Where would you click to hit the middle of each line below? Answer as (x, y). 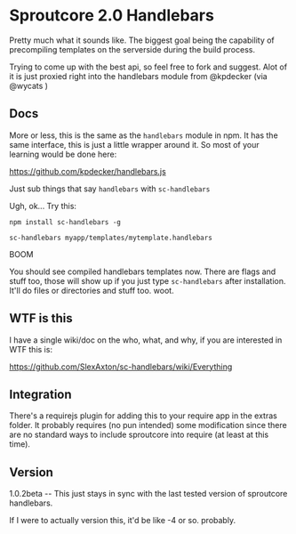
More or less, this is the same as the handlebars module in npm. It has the (144, 135)
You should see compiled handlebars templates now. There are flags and (143, 271)
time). (20, 444)
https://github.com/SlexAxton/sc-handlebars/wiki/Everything (121, 367)
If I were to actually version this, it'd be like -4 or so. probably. (123, 521)
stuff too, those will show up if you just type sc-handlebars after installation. (148, 280)
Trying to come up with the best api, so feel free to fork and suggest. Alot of (148, 67)
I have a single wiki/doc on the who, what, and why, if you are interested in (146, 340)
